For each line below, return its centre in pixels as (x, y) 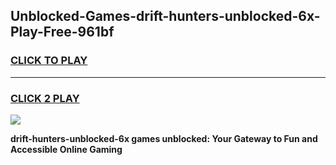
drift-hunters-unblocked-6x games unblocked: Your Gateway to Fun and (164, 138)
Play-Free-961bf (62, 32)
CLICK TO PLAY (49, 61)
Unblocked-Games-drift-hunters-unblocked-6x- (165, 16)
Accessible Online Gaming (66, 149)
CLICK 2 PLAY (45, 98)
